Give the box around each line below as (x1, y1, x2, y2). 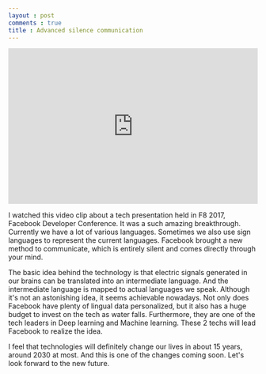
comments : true (8, 19, 62, 27)
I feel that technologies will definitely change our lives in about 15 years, (8, 342, 243, 352)
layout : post (8, 11, 55, 20)
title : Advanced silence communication (8, 26, 144, 34)
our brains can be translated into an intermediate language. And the (8, 276, 229, 285)
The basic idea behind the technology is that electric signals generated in (8, 268, 248, 278)
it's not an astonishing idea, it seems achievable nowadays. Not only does (8, 293, 249, 303)
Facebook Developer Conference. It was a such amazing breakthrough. (8, 219, 241, 229)
